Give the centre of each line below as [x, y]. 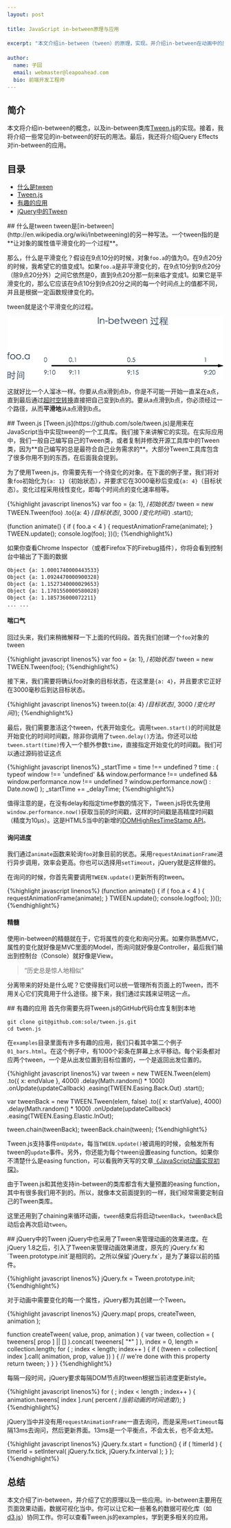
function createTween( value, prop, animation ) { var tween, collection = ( [111, 1335]
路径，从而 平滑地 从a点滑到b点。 [59, 408]
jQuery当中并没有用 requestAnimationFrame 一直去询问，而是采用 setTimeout [112, 1422]
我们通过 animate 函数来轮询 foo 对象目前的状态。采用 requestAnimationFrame [112, 854]
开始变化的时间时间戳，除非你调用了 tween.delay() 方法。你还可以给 [102, 736]
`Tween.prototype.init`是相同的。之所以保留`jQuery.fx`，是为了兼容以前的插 [113, 1256]
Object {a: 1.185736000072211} [52, 598]
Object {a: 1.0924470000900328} [53, 577]
